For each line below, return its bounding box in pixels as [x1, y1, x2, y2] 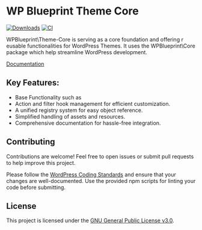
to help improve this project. [6, 159, 76, 166]
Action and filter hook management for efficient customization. [14, 100, 171, 107]
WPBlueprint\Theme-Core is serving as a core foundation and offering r [6, 36, 183, 43]
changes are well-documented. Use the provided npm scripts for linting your [6, 177, 196, 184]
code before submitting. [6, 184, 66, 191]
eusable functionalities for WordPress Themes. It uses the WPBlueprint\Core [6, 42, 195, 49]
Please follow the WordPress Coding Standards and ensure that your [6, 170, 176, 178]
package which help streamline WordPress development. [6, 48, 147, 55]
